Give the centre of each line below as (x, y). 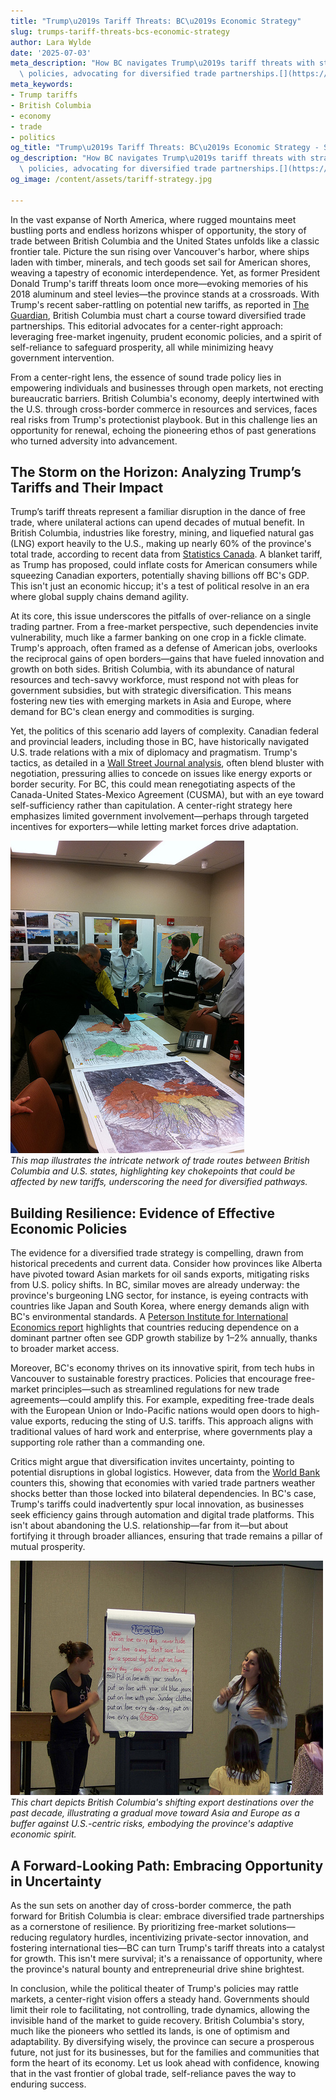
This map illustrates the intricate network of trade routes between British (160, 1161)
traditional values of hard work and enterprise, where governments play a (161, 1432)
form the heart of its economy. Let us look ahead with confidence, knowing (165, 2063)
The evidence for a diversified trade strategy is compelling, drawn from (157, 1253)
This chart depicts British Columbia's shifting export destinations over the (162, 1802)
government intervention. (62, 357)
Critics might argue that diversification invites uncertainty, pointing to (152, 1462)
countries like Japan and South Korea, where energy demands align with (160, 1306)
